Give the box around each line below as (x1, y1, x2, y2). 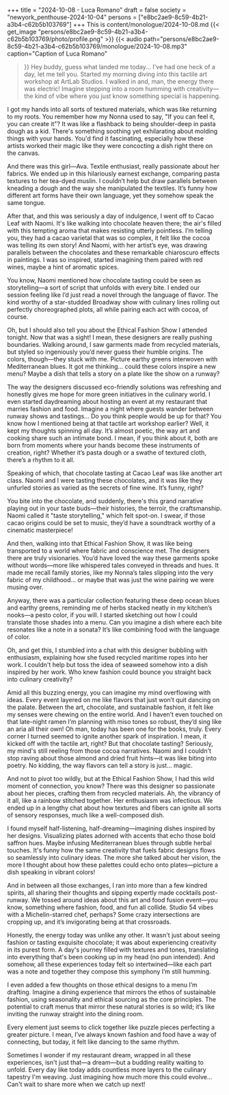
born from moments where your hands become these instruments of (7, 442, 200, 449)
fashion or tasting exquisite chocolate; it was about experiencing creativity (7, 939, 217, 946)
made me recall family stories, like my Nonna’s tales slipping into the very (7, 568, 213, 577)
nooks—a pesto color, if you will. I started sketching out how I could (7, 611, 198, 619)
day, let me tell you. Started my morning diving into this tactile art (23, 70, 207, 78)
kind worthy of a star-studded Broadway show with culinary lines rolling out (7, 298, 220, 306)
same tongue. (7, 199, 46, 206)
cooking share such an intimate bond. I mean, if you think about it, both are (7, 434, 218, 442)
